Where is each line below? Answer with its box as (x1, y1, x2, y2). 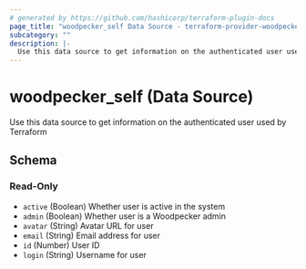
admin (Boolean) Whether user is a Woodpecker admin (22, 211, 226, 222)
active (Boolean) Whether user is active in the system (22, 201, 226, 212)
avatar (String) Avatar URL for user (22, 220, 154, 231)
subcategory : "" (9, 30, 71, 39)
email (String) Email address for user (22, 230, 161, 241)
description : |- (9, 38, 71, 48)
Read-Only (9, 180, 59, 192)
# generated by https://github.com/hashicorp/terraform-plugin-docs (9, 13, 275, 23)
